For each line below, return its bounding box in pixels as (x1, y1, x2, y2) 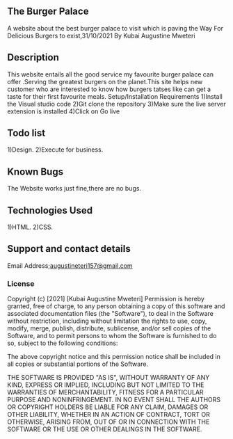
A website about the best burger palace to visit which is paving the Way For (7, 24, 224, 32)
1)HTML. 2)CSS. (7, 223, 54, 232)
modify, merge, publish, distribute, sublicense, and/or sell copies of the (7, 324, 211, 333)
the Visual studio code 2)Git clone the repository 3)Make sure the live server (7, 99, 226, 108)
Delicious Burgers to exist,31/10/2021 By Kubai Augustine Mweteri (7, 31, 196, 40)
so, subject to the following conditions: (7, 339, 118, 347)
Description (7, 51, 59, 63)
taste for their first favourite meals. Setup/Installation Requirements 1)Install (7, 92, 223, 100)
